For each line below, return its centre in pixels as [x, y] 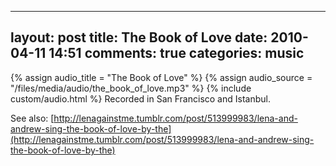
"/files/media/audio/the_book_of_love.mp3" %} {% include [131, 88]
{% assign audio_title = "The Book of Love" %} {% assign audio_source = [161, 77]
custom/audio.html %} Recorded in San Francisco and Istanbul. [140, 98]
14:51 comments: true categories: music [176, 53]
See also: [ [32, 118]
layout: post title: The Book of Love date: [139, 37]
